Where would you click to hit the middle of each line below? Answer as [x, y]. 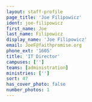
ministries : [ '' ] [28, 73]
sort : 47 [17, 79]
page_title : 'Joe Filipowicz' [44, 17]
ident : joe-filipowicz [35, 23]
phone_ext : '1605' [29, 51]
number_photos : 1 [28, 90]
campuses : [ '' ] [25, 62]
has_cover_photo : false [36, 85]
